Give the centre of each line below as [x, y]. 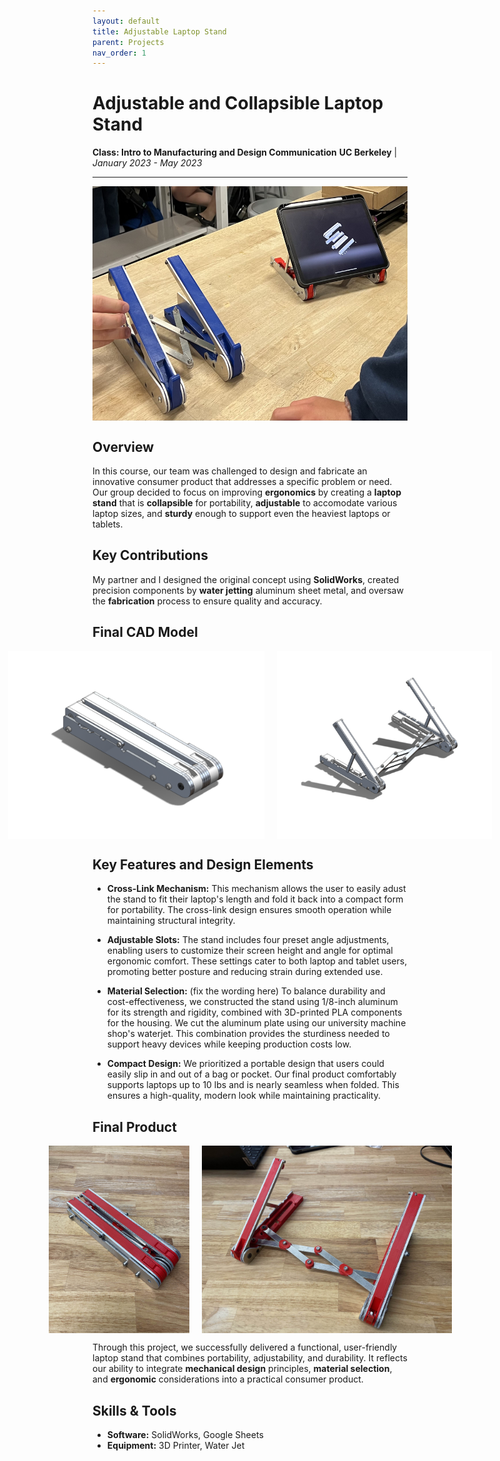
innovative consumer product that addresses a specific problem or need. [242, 481]
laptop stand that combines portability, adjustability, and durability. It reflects [250, 1358]
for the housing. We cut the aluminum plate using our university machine [256, 1023]
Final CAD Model [145, 632]
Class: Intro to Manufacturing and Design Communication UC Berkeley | [245, 152]
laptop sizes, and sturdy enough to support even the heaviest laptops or [241, 513]
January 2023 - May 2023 [147, 163]
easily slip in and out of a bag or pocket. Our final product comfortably [251, 1074]
